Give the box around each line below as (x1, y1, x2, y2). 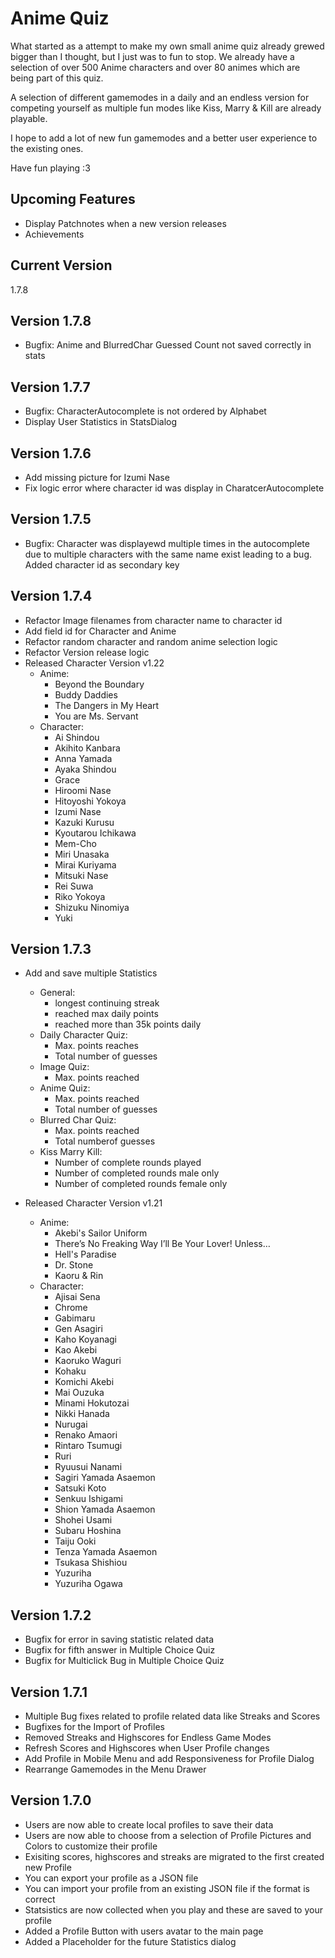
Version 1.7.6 (10, 445, 92, 462)
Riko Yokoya (54, 890, 106, 902)
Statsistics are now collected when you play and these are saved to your (24, 1903, 323, 1916)
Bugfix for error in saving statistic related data (24, 1633, 215, 1646)
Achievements (24, 228, 85, 240)
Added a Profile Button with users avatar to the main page (24, 1925, 264, 1937)
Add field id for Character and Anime (24, 625, 177, 637)
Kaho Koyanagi (54, 1333, 118, 1346)
